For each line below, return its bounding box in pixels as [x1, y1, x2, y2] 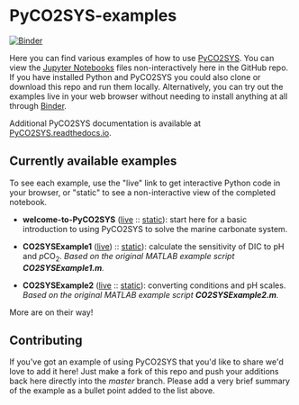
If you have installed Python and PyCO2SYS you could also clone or [9, 71, 261, 82]
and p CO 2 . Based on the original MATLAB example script [22, 250, 235, 264]
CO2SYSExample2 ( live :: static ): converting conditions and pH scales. [22, 280, 286, 291]
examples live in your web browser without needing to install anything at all [9, 91, 288, 102]
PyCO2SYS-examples [9, 5, 177, 26]
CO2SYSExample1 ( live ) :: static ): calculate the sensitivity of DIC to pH [22, 240, 285, 252]
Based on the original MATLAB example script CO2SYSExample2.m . [22, 289, 279, 300]
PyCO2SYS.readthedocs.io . [9, 127, 112, 138]
